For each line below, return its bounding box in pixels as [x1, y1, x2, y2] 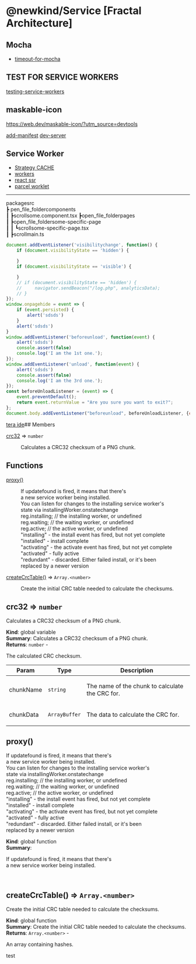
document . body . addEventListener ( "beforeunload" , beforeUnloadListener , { [6, 410, 190, 416]
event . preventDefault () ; [16, 394, 77, 400]
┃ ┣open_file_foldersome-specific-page [6, 218, 101, 225]
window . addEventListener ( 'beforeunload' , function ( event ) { [6, 334, 156, 340]
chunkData [9, 710, 39, 719]
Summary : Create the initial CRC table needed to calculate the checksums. [6, 923, 187, 930]
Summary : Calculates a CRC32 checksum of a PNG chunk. [6, 635, 148, 642]
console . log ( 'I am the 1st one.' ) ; [16, 350, 103, 357]
